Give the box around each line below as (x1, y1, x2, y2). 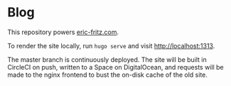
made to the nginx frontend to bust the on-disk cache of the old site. (7, 70, 208, 79)
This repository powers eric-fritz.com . (7, 28, 119, 36)
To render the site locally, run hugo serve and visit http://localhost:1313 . (7, 41, 215, 50)
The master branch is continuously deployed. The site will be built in (7, 55, 208, 64)
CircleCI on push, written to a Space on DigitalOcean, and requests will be (7, 63, 224, 71)
